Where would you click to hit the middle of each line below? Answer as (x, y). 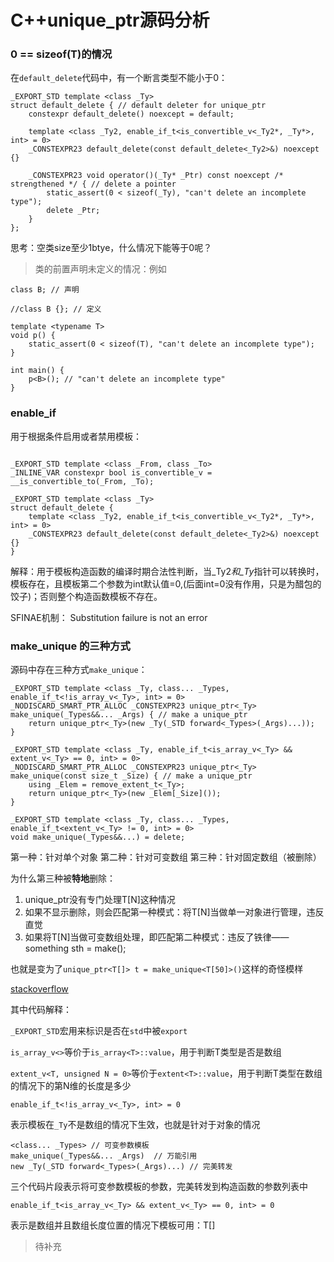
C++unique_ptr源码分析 (110, 20)
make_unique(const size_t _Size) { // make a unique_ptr (131, 776)
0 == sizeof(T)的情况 (61, 54)
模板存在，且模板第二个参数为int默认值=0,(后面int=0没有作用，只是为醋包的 (166, 583)
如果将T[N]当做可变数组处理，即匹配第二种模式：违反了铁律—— (157, 937)
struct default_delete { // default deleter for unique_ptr (138, 106)
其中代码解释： (41, 1010)
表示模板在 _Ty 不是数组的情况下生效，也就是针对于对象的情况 (135, 1125)
